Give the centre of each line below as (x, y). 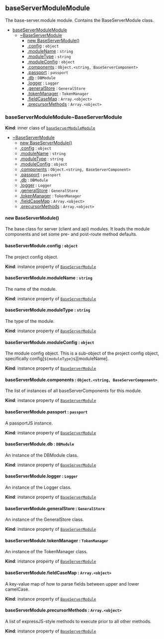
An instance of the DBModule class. (42, 455)
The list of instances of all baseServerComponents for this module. (74, 391)
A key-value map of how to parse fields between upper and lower (72, 584)
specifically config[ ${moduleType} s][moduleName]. (57, 359)
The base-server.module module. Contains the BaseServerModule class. (80, 20)
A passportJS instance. (29, 423)
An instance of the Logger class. (39, 487)
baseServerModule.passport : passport (46, 412)
